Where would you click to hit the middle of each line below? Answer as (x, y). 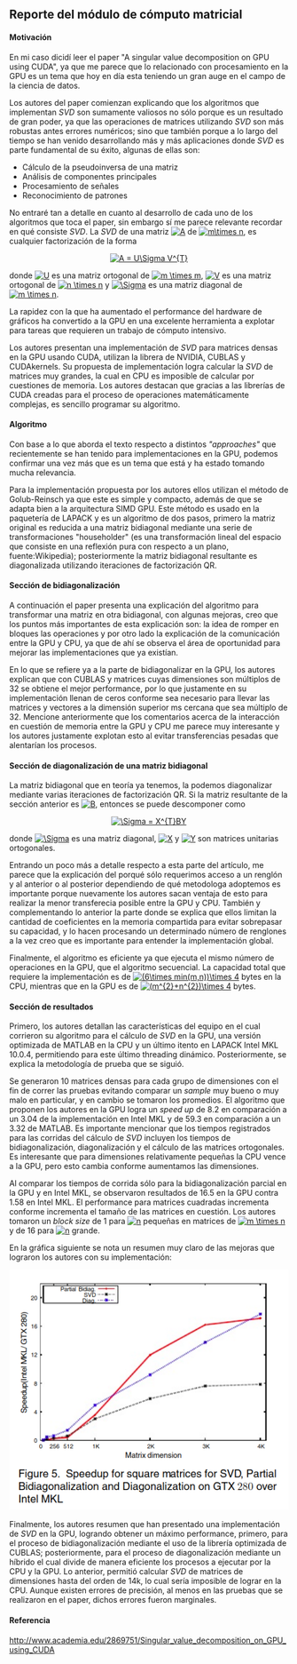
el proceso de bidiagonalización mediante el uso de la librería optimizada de (148, 1543)
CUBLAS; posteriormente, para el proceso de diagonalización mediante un (145, 1553)
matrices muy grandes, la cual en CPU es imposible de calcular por (132, 376)
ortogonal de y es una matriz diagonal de (126, 284)
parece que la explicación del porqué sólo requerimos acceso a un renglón (146, 875)
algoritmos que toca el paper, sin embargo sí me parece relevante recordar (146, 222)
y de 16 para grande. (55, 1230)
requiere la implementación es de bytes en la (145, 977)
